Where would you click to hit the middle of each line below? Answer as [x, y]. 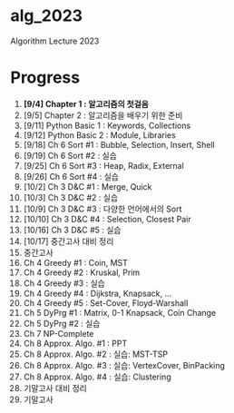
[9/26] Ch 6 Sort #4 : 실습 [71, 176]
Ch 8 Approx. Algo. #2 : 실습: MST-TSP [96, 354]
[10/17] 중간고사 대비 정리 [68, 241]
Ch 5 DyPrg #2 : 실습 [62, 323]
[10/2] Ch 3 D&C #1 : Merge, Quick [88, 186]
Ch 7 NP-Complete [58, 333]
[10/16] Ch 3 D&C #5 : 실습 [72, 230]
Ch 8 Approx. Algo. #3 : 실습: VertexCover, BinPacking [124, 365]
